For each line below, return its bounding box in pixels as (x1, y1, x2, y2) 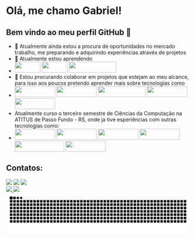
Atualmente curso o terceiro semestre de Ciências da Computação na (14, 110, 183, 117)
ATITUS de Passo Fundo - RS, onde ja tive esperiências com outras (14, 116, 177, 123)
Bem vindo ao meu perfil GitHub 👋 (6, 27, 131, 37)
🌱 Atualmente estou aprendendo (14, 55, 93, 62)
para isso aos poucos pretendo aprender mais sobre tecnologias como (14, 80, 185, 86)
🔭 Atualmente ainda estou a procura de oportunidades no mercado (14, 43, 175, 50)
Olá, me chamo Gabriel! (6, 4, 122, 17)
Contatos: (6, 163, 43, 173)
